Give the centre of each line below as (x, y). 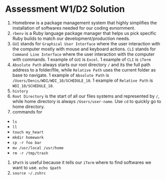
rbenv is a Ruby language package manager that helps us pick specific (84, 33)
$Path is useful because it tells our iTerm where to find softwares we (82, 162)
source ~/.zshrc (29, 173)
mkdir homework (28, 137)
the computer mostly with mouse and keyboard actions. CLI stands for (84, 49)
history (20, 91)
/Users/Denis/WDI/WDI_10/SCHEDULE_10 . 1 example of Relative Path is (83, 80)
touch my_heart (28, 132)
